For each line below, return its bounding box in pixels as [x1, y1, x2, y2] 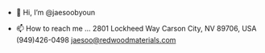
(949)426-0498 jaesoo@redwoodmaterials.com [15, 35, 176, 44]
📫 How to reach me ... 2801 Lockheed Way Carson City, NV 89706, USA [15, 24, 257, 33]
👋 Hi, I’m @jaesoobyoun [15, 8, 95, 17]
